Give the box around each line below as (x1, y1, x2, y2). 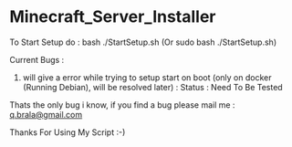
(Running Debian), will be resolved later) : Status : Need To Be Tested (22, 81, 283, 92)
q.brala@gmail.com (9, 109, 83, 120)
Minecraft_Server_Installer (9, 6, 216, 27)
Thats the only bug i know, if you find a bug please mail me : (9, 99, 235, 110)
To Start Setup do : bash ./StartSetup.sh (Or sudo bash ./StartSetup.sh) (9, 37, 276, 47)
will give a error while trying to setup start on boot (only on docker (22, 71, 272, 83)
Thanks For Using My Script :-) (9, 126, 126, 138)
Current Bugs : (9, 54, 65, 65)
